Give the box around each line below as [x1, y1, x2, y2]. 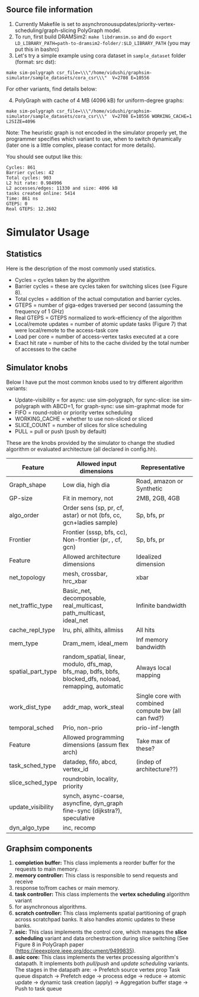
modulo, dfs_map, [63, 660, 113, 668]
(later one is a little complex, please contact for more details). [6, 142, 156, 149]
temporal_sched [9, 723, 54, 732]
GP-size [9, 494, 33, 502]
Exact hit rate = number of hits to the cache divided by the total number [14, 339, 190, 346]
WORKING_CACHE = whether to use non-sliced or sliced [14, 415, 153, 422]
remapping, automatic [63, 682, 124, 690]
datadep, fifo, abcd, [63, 758, 117, 766]
